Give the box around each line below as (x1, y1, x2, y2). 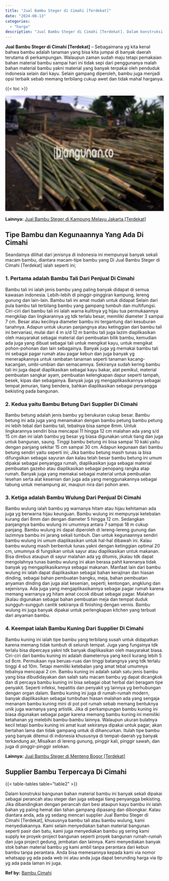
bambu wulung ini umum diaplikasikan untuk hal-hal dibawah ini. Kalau (5, 537, 152, 543)
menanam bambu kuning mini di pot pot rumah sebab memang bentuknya (5, 700, 158, 706)
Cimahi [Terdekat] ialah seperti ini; (5, 262, 76, 269)
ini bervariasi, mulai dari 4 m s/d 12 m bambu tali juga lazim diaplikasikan (5, 329, 156, 335)
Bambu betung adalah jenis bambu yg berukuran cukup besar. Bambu (5, 412, 150, 418)
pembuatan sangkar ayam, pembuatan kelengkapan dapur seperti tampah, (5, 372, 160, 378)
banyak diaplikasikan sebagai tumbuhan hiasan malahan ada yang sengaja (5, 695, 160, 701)
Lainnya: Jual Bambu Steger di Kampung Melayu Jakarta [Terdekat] (5, 216, 146, 222)
